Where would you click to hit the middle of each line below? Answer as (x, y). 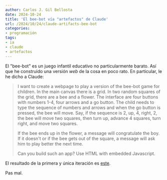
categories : (17, 28)
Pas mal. (14, 172)
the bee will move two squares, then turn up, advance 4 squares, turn (89, 118)
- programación (21, 33)
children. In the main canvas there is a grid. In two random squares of (89, 91)
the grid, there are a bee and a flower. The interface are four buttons (88, 97)
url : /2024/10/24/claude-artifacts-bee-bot (51, 24)
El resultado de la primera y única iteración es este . (58, 163)
